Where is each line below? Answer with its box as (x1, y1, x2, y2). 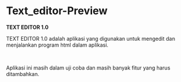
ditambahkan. (6, 70, 40, 77)
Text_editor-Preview (6, 4, 108, 18)
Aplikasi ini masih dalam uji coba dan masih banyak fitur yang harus (6, 64, 171, 71)
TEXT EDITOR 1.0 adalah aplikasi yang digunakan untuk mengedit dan (6, 35, 176, 42)
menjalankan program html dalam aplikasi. (6, 41, 109, 48)
